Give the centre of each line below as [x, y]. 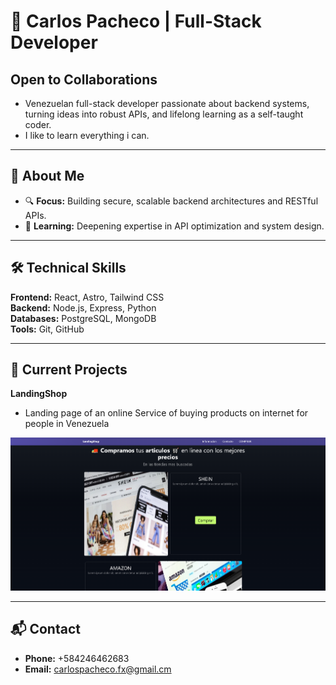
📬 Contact [45, 629]
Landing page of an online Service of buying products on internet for [166, 413]
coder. [38, 124]
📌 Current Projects [69, 370]
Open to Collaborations [84, 79]
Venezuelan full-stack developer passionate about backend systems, [167, 103]
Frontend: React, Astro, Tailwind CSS [87, 297]
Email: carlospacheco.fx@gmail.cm [98, 669]
